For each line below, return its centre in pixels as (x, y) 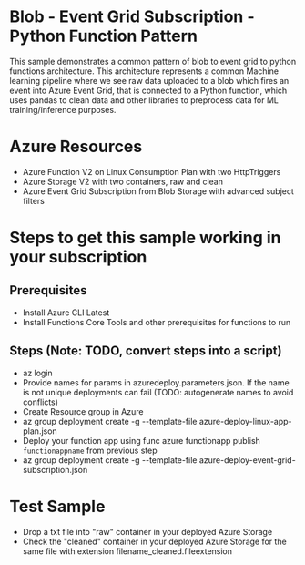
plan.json (40, 431)
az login (37, 373)
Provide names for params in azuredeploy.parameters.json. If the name (156, 382)
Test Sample (57, 506)
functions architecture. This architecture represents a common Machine (144, 71)
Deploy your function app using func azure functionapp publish (142, 440)
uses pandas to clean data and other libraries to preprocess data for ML (144, 100)
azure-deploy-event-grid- (247, 460)
